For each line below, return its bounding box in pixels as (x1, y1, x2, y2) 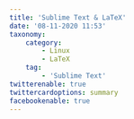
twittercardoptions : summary (9, 88, 119, 97)
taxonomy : (9, 30, 47, 38)
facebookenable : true (9, 96, 91, 106)
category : (25, 38, 63, 47)
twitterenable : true (9, 80, 87, 89)
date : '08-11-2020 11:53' (9, 21, 106, 30)
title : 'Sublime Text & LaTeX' (9, 13, 127, 22)
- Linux (41, 47, 70, 55)
